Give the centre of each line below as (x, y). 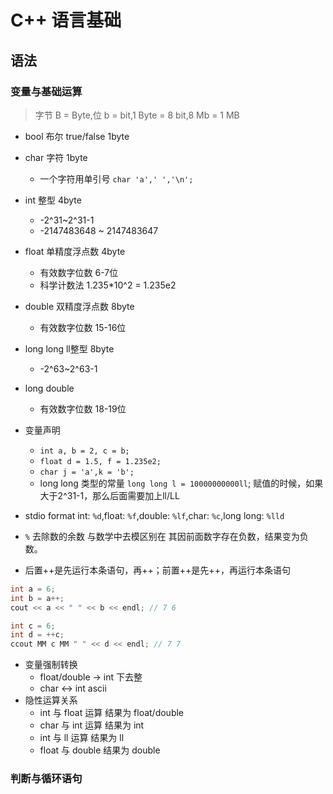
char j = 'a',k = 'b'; (87, 472)
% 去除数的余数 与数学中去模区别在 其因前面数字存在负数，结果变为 (162, 536)
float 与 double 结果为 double (100, 750)
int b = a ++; (37, 598)
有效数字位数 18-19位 (83, 408)
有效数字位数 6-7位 (79, 272)
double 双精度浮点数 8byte (79, 306)
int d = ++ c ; (37, 635)
